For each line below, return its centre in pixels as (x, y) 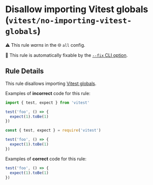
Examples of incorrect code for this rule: (48, 93)
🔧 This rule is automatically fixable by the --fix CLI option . (67, 55)
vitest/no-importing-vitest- (70, 21)
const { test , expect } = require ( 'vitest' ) (53, 131)
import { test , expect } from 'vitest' (48, 103)
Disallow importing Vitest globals (77, 9)
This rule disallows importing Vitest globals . (51, 83)
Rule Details (25, 71)
